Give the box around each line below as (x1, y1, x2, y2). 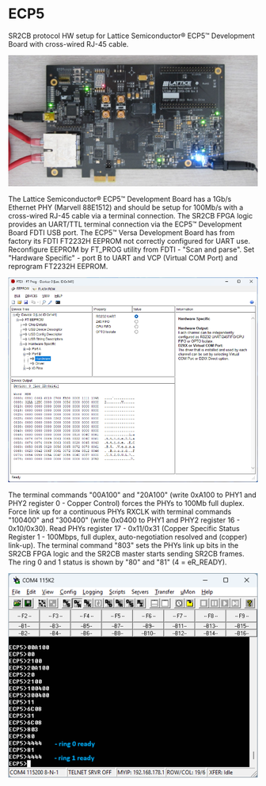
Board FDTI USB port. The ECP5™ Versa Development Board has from (8, 228, 235, 237)
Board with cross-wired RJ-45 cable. (8, 39, 129, 48)
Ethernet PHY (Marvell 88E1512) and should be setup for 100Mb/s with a (8, 203, 244, 212)
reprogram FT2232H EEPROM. (8, 262, 108, 271)
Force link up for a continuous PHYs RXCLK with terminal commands (8, 507, 232, 516)
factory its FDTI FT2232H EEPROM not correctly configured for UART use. (8, 237, 251, 246)
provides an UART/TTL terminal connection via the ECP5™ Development (8, 219, 242, 230)
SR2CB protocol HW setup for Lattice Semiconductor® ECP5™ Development (8, 31, 255, 40)
